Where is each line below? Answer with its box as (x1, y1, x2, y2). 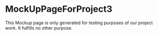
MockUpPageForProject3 (5, 3, 112, 15)
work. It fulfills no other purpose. (5, 25, 72, 31)
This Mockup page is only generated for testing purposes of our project (5, 20, 153, 26)
